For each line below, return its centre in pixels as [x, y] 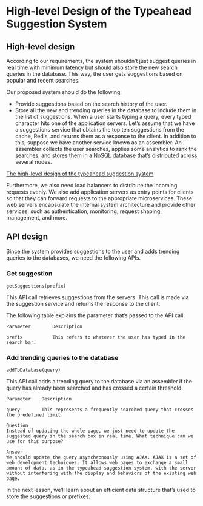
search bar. [21, 343]
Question [17, 426]
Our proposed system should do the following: [64, 92]
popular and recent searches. [43, 80]
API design [27, 237]
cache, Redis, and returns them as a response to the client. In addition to [106, 136]
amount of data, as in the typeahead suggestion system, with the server [101, 468]
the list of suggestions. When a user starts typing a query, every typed [103, 117]
